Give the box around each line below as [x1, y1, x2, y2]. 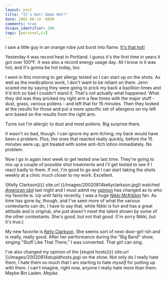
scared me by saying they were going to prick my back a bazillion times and [5, 85, 161, 90]
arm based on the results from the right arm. [5, 111, 96, 117]
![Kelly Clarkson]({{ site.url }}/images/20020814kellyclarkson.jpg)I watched [5, 182, 160, 188]
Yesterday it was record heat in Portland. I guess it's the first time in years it [5, 54, 161, 60]
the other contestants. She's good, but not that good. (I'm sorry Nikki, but [5, 214, 156, 220]
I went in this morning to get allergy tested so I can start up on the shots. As [5, 74, 161, 80]
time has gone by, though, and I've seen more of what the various [5, 198, 141, 204]
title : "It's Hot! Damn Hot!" [5, 12, 68, 17]
